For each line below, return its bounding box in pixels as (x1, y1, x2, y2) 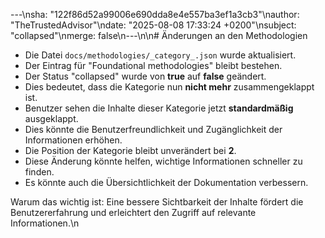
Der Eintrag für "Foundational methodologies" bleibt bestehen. (24, 60, 283, 71)
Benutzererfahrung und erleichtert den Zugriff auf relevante (10, 207, 257, 218)
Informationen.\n (10, 217, 80, 229)
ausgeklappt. (24, 113, 79, 124)
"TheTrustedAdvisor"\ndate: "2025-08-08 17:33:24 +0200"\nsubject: (10, 19, 297, 31)
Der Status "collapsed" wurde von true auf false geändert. (24, 70, 267, 82)
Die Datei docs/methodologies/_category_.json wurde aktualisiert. (24, 49, 297, 61)
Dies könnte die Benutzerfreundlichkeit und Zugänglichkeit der (24, 124, 283, 135)
